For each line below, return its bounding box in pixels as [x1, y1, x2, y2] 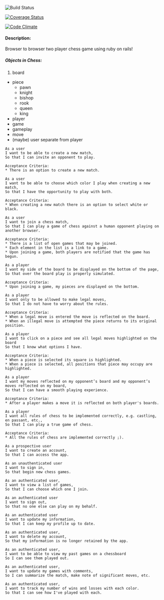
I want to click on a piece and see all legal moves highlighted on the [5, 336, 157, 341]
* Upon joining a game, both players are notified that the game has [5, 250, 151, 255]
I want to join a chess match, [5, 220, 69, 225]
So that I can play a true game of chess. [5, 422, 93, 427]
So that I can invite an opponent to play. [5, 155, 96, 160]
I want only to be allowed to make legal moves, [5, 297, 107, 302]
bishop [19, 95, 34, 101]
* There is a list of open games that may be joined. [5, 241, 118, 246]
